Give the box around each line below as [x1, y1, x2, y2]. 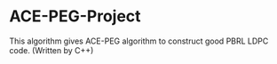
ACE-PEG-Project [9, 6, 141, 27]
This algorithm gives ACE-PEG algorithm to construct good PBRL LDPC [9, 36, 269, 46]
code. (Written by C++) [9, 44, 94, 55]
